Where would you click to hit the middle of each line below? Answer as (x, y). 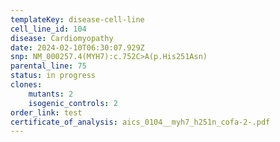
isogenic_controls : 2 (73, 103)
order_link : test (46, 112)
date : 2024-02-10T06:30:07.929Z (77, 47)
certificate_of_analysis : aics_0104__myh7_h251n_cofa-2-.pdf (140, 122)
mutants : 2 (51, 94)
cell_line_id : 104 (48, 29)
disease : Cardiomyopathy (62, 38)
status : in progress (53, 76)
